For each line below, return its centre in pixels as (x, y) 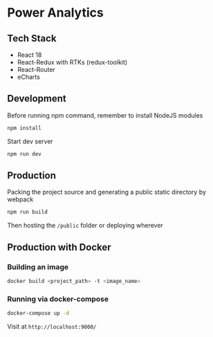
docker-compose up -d (38, 313)
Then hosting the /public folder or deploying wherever (85, 226)
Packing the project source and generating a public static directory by (106, 192)
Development (37, 99)
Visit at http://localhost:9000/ (52, 326)
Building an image (38, 266)
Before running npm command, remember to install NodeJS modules (105, 115)
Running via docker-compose (58, 299)
